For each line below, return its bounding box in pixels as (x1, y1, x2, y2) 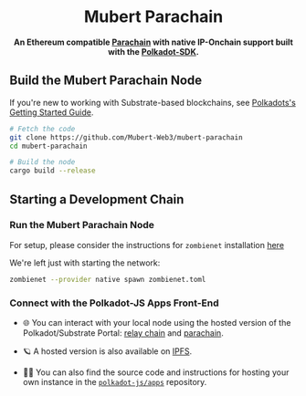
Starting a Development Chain (9, 192, 185, 207)
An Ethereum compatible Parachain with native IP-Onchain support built (13, 36, 294, 47)
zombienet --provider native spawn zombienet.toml (9, 275, 206, 284)
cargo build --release (9, 166, 96, 175)
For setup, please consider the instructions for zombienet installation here (9, 239, 285, 250)
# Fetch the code (9, 124, 76, 133)
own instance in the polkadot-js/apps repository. (22, 376, 207, 387)
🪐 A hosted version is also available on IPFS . (22, 345, 193, 357)
